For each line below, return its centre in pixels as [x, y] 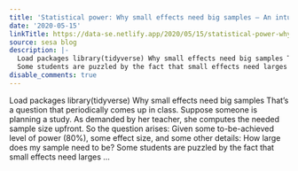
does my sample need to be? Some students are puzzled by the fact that [142, 147]
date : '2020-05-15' [45, 26]
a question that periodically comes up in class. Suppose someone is [133, 109]
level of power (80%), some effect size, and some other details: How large [145, 137]
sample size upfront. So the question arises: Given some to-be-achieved [142, 128]
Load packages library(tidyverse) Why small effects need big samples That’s [149, 100]
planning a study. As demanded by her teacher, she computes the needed [145, 119]
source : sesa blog [43, 42]
